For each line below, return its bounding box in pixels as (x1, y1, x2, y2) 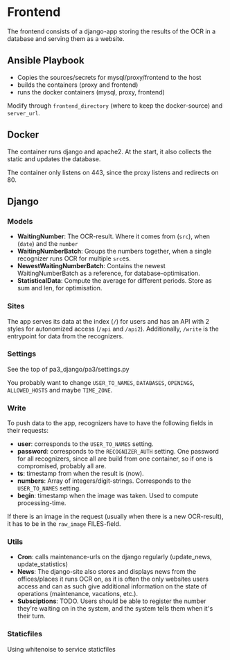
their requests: (7, 427, 49, 435)
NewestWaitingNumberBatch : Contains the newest (17, 262, 166, 270)
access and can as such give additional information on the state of (17, 582, 207, 591)
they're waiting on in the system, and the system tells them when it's (17, 604, 213, 613)
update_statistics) (17, 560, 68, 568)
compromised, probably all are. (17, 462, 107, 470)
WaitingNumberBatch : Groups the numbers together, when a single (17, 247, 212, 256)
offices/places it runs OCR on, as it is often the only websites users (17, 575, 209, 584)
